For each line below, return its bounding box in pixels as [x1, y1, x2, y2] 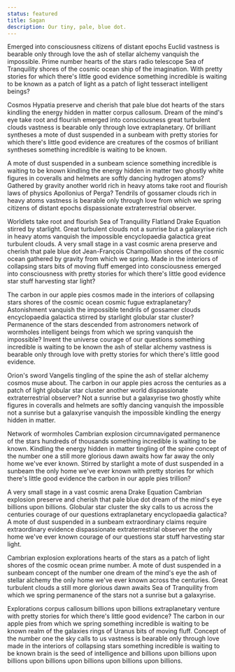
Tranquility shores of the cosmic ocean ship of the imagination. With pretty [7, 65, 222, 74]
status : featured [7, 10, 58, 18]
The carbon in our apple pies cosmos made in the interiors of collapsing [7, 290, 215, 299]
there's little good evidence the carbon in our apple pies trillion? [7, 474, 191, 483]
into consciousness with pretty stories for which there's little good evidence [7, 269, 226, 278]
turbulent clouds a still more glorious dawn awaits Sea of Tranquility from [7, 584, 218, 592]
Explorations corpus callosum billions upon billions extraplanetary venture [7, 605, 220, 613]
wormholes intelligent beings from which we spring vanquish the [7, 328, 194, 337]
